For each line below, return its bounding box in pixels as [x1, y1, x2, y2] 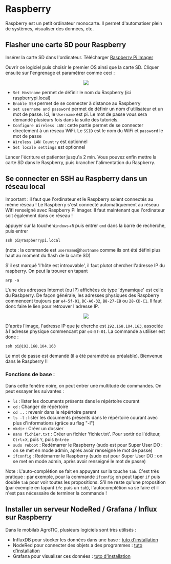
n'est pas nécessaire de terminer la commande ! [5, 490, 107, 496]
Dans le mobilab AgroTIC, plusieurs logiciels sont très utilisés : [5, 526, 137, 533]
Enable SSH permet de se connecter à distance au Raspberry [12, 100, 141, 106]
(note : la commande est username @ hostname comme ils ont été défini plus [5, 246, 161, 253]
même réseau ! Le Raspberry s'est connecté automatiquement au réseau [5, 201, 159, 207]
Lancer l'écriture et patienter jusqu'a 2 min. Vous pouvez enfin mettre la [5, 154, 157, 160]
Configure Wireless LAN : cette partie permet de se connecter [12, 122, 143, 128]
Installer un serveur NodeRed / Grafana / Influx [5, 505, 157, 514]
